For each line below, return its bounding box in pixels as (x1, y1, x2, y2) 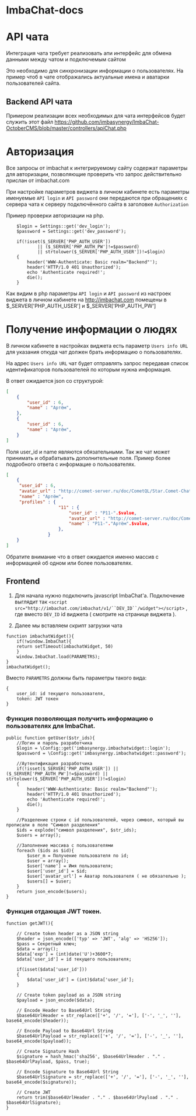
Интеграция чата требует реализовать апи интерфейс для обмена (6, 50, 172, 57)
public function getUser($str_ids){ (6, 735, 95, 741)
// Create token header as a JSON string (16, 931, 118, 937)
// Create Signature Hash (16, 1049, 80, 1055)
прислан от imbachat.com (6, 177, 70, 184)
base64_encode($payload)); (6, 1038, 72, 1045)
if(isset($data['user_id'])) (16, 967, 87, 973)
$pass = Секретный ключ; (16, 941, 77, 947)
